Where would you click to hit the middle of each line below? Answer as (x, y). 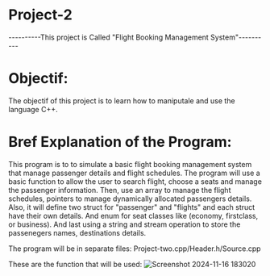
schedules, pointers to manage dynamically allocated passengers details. (130, 199)
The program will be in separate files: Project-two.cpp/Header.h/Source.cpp (135, 249)
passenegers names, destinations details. (77, 232)
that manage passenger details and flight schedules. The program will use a (134, 173)
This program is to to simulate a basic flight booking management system (130, 164)
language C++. (33, 109)
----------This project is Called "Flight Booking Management (109, 37)
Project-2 (40, 15)
